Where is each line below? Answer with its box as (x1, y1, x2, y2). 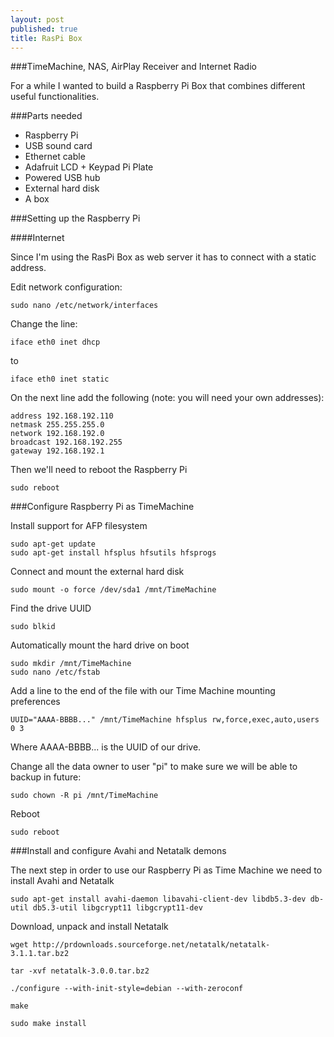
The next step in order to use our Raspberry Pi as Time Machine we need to (10, 864, 323, 876)
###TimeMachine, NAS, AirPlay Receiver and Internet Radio (10, 61, 257, 73)
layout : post (10, 14, 65, 25)
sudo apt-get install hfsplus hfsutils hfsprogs (10, 548, 217, 558)
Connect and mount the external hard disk (10, 566, 185, 578)
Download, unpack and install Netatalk (10, 921, 169, 933)
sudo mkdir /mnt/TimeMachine (10, 659, 132, 669)
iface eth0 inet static (10, 374, 110, 385)
